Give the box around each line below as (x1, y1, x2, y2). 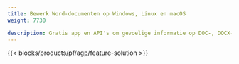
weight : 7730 (7, 17, 46, 24)
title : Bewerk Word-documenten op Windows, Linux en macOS (7, 10, 186, 18)
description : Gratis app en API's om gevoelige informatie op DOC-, (7, 30, 215, 37)
